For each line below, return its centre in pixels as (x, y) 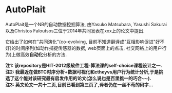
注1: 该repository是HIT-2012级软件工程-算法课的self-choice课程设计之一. (84, 65)
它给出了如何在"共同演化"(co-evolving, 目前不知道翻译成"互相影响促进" (80, 42)
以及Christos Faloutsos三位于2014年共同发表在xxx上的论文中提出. (75, 31)
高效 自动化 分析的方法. (44, 54)
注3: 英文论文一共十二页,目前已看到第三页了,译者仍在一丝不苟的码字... (79, 85)
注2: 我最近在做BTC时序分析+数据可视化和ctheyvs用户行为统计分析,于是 (82, 72)
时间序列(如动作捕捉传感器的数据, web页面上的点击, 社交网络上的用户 (89, 48)
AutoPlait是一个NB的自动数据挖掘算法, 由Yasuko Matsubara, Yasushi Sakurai (86, 24)
